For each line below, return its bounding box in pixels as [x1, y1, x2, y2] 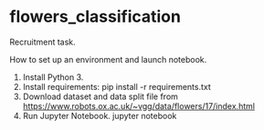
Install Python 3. [22, 71, 84, 83]
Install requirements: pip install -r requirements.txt [22, 81, 212, 92]
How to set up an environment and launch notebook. [9, 54, 207, 65]
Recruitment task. [9, 36, 76, 47]
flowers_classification [9, 6, 181, 27]
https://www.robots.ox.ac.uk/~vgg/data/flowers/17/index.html [22, 100, 256, 111]
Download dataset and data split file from [22, 91, 178, 102]
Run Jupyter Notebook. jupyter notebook [22, 110, 177, 121]
